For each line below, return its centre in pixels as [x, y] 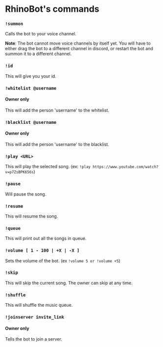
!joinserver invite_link [35, 317]
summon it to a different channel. [38, 54]
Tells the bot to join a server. [34, 339]
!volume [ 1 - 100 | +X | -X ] [42, 251]
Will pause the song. [26, 194]
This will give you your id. [31, 76]
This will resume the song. [32, 216]
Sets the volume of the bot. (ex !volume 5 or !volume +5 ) [63, 260]
